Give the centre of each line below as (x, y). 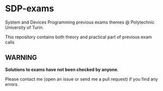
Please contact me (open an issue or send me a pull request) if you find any (81, 79)
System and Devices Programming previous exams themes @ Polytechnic (80, 22)
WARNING (21, 58)
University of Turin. (25, 27)
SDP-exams (30, 9)
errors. (12, 84)
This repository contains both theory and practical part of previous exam (79, 37)
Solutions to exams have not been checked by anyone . (62, 69)
